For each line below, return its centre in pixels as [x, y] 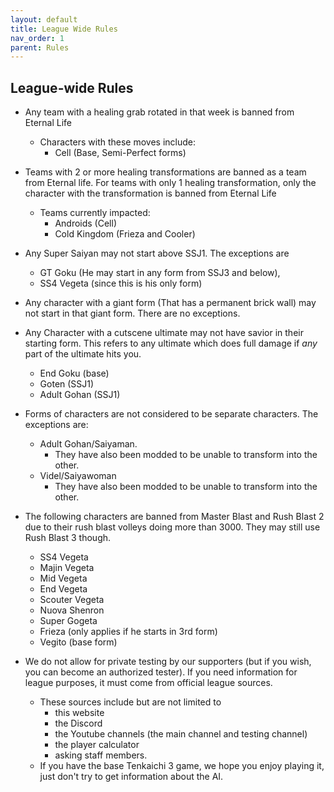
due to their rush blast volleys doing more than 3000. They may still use [172, 527]
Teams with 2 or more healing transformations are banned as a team [165, 172]
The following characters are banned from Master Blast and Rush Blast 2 [174, 517]
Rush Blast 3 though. [68, 538]
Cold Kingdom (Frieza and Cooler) [125, 234]
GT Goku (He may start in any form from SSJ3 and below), [160, 273]
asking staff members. [101, 755]
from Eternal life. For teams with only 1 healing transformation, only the [170, 183]
